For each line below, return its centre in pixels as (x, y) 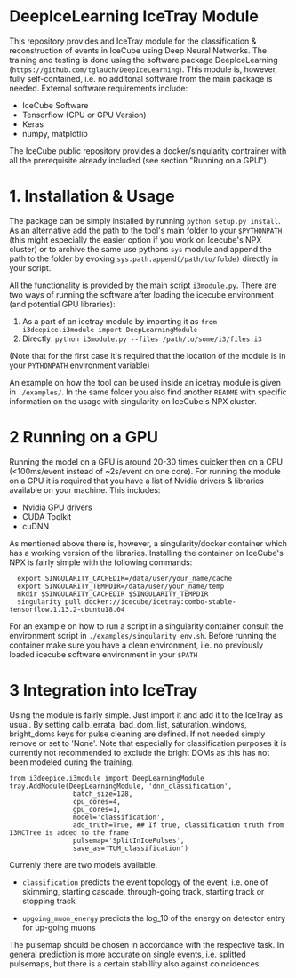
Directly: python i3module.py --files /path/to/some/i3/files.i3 (142, 338)
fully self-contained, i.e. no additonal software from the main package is (141, 78)
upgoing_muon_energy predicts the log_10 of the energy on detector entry (154, 918)
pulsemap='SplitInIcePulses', (128, 840)
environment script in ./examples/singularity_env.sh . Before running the (143, 635)
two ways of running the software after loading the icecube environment (141, 294)
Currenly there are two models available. (84, 864)
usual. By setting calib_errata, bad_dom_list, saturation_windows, (128, 724)
